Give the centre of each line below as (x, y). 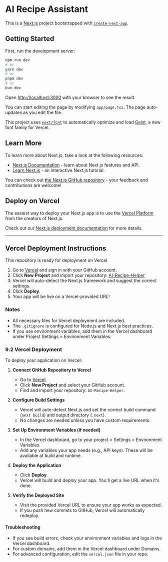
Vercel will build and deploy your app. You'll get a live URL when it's (90, 480)
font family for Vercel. (27, 127)
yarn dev (14, 69)
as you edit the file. (43, 112)
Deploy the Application (37, 465)
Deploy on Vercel (32, 201)
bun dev (13, 88)
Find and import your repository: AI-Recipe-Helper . (72, 390)
